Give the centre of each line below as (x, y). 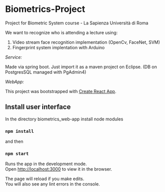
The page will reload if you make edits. (45, 179)
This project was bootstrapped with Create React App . (61, 91)
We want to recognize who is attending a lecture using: (61, 32)
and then (14, 142)
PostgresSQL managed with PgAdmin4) (46, 72)
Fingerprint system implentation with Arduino (58, 47)
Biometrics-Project (45, 9)
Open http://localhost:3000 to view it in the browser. (59, 169)
